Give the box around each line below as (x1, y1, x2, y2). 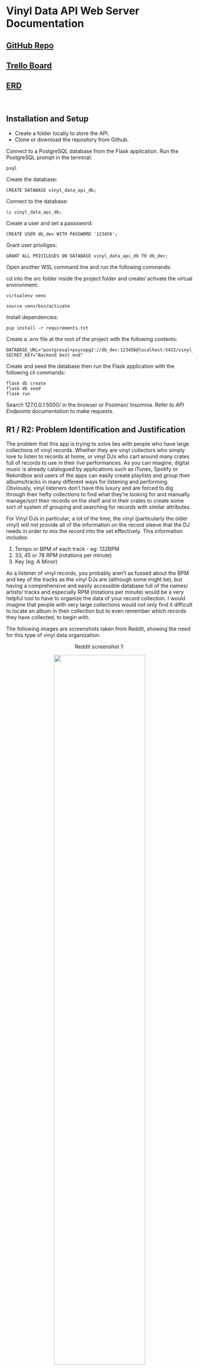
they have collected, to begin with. (6, 614, 91, 621)
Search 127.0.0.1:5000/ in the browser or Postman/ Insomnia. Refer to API (6, 401, 185, 408)
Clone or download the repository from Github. (14, 135, 129, 143)
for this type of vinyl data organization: (6, 632, 101, 639)
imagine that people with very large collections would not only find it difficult (6, 601, 193, 609)
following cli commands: (6, 368, 66, 376)
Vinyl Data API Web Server (6, 4, 140, 18)
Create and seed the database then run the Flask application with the (6, 363, 175, 370)
